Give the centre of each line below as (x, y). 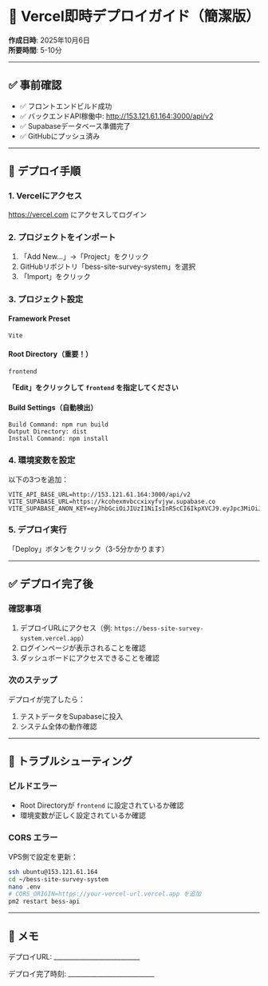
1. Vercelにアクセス (45, 196)
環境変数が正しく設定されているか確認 (83, 815)
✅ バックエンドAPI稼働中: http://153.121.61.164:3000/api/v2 (116, 116)
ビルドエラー (33, 786)
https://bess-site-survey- (159, 629)
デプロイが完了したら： (47, 699)
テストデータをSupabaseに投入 (71, 716)
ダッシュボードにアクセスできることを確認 (89, 657)
